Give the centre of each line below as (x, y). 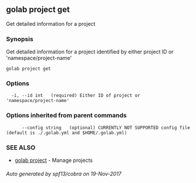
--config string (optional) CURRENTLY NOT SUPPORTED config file (106, 128)
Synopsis (20, 39)
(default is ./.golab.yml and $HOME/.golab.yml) (67, 133)
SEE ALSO (21, 147)
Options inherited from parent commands (67, 116)
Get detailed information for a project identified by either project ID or (90, 52)
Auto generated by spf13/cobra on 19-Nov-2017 (64, 174)
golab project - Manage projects (53, 160)
